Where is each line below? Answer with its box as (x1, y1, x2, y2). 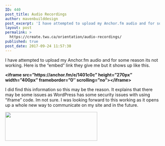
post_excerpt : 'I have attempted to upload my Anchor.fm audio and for (5, 21, 155, 26)
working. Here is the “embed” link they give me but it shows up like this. (5, 62, 150, 68)
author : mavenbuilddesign (5, 16, 58, 21)
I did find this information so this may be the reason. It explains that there (5, 86, 153, 92)
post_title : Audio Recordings (5, 12, 67, 17)
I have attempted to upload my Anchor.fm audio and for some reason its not (5, 57, 158, 63)
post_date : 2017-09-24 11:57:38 (5, 44, 71, 49)
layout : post (5, 25, 32, 30)
